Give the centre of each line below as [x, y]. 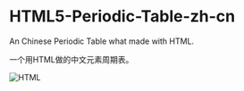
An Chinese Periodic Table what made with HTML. [102, 41]
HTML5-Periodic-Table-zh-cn [122, 17]
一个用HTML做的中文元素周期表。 [72, 59]
